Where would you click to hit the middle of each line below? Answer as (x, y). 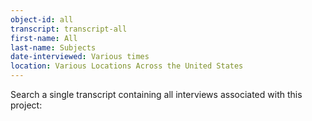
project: (26, 105)
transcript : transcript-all (69, 29)
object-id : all (42, 19)
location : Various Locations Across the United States (127, 66)
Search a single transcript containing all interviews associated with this (156, 94)
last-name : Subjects (53, 47)
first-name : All (44, 38)
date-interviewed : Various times (80, 57)
